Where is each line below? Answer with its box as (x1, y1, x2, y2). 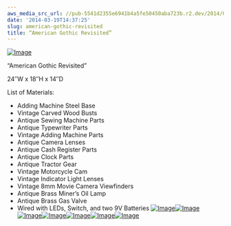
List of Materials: (7, 88, 55, 96)
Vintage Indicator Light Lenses (16, 175, 104, 183)
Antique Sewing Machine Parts (16, 116, 104, 125)
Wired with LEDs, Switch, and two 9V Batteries (16, 204, 150, 212)
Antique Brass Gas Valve (16, 197, 87, 205)
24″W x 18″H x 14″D (7, 75, 64, 83)
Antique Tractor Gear (16, 160, 77, 169)
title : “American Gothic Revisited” (7, 29, 112, 37)
